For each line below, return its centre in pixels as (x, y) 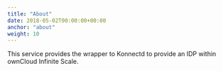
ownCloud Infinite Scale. (43, 62)
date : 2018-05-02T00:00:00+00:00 (57, 21)
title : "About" (30, 14)
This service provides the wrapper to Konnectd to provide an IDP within (112, 54)
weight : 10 (23, 34)
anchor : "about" (31, 27)
